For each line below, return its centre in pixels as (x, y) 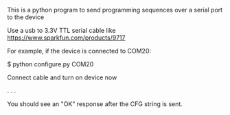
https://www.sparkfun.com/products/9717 (66, 38)
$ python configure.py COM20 (50, 64)
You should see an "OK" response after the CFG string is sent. (95, 104)
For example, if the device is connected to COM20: (79, 51)
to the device (26, 17)
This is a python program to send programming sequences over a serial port (115, 10)
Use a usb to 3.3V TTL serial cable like (61, 30)
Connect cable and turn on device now (62, 77)
